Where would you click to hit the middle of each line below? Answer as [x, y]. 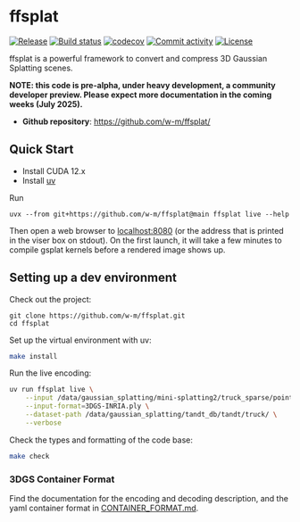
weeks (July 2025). [46, 104]
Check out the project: [50, 299]
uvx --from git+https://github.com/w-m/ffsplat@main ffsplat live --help [150, 214]
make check [29, 456]
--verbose [44, 423]
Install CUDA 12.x [54, 170]
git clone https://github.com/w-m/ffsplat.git [97, 315]
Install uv [39, 180]
